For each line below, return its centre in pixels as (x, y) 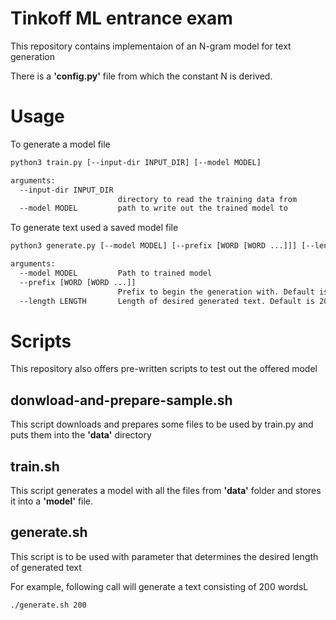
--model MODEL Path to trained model (116, 273)
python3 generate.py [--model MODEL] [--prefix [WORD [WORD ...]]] (154, 246)
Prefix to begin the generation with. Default (216, 292)
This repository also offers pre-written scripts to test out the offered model (164, 369)
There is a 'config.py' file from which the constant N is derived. (141, 76)
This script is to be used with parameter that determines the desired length (164, 556)
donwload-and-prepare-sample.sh (121, 400)
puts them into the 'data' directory (81, 435)
